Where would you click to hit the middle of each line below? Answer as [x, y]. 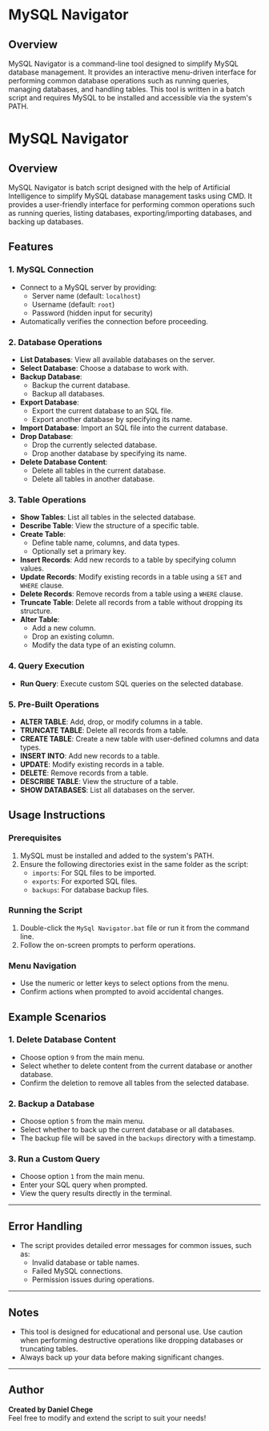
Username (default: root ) [73, 304]
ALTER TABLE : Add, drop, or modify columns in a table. [111, 722]
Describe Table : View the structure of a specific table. [109, 526]
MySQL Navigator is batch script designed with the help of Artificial [119, 187]
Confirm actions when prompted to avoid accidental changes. [122, 992]
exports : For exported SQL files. [84, 881]
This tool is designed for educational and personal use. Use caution [131, 1332]
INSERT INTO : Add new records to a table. [90, 755]
